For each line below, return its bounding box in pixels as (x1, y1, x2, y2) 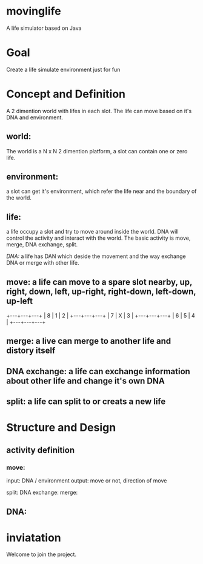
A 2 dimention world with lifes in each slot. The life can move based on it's (6, 107, 192, 114)
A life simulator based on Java (6, 24, 82, 32)
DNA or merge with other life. (6, 259, 80, 266)
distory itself (6, 346, 56, 356)
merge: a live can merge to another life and (6, 336, 171, 346)
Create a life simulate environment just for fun (6, 66, 121, 73)
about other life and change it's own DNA (6, 375, 165, 386)
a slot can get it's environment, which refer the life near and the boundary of (6, 187, 197, 195)
